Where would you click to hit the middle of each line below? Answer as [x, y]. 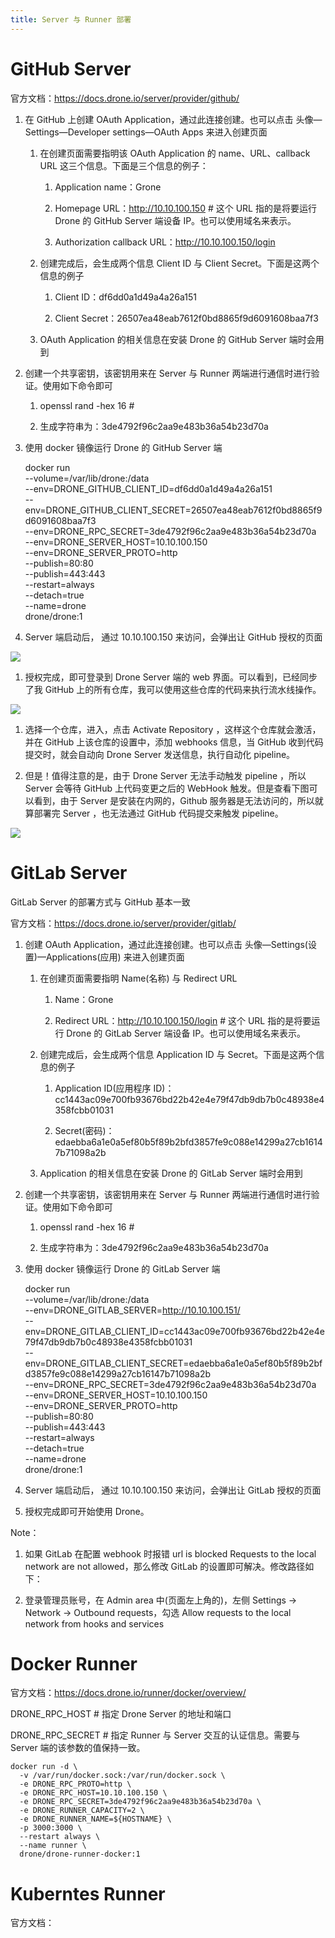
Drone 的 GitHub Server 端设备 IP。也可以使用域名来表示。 [175, 220]
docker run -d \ [44, 1767]
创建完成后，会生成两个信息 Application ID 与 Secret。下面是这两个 [178, 1054]
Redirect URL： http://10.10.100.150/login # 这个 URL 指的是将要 [183, 1020]
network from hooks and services [94, 1623]
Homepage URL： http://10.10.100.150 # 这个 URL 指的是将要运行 [185, 208]
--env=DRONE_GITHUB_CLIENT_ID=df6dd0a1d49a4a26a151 [148, 488]
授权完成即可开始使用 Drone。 [87, 1511]
